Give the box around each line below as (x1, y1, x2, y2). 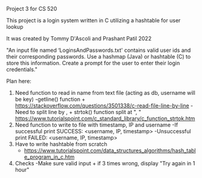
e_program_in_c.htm (24, 153, 75, 161)
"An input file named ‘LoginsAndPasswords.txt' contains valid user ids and (6, 46, 191, 54)
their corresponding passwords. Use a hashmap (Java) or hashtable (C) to (6, 53, 191, 60)
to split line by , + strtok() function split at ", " (30, 109, 142, 115)
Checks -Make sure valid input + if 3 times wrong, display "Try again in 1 (14, 160, 195, 167)
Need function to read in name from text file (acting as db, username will (14, 89, 196, 96)
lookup (6, 24, 24, 30)
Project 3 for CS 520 (6, 5, 57, 12)
